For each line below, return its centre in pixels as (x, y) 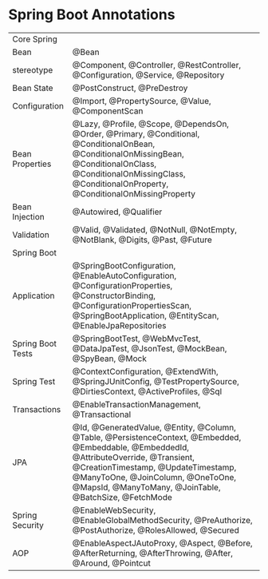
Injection (29, 216)
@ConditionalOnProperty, (120, 184)
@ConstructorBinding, (114, 295)
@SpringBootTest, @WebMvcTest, (136, 339)
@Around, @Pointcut (112, 563)
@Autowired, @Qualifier (117, 212)
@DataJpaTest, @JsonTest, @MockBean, (150, 348)
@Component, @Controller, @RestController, (157, 65)
